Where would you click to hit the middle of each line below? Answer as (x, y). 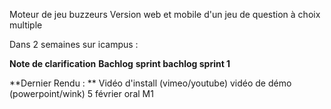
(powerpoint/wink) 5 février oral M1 (81, 93)
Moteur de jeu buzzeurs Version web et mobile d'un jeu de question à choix (165, 14)
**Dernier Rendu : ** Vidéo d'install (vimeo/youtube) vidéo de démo (150, 83)
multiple (26, 25)
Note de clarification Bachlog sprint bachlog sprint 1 (120, 63)
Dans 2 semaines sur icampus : (74, 44)
